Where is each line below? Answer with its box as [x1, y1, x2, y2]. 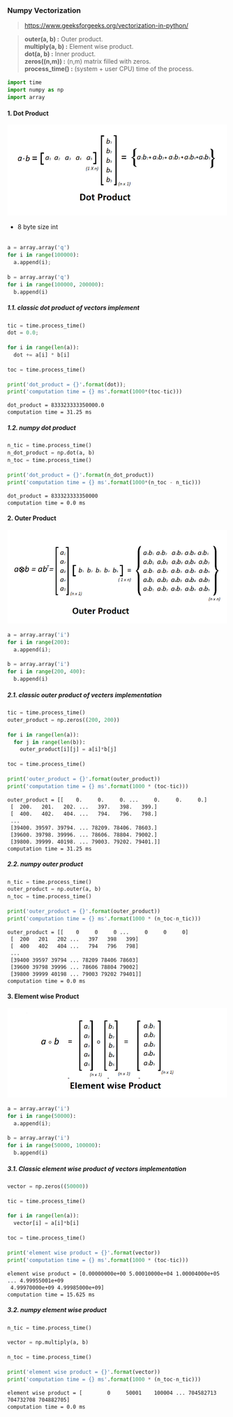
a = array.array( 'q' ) [7, 244, 70, 252]
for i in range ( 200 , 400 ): [7, 668, 86, 676]
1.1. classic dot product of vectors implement [7, 303, 140, 312]
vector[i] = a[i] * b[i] [13, 1220, 80, 1227]
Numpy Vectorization [7, 6, 82, 15]
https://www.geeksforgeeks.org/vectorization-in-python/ [24, 22, 189, 30]
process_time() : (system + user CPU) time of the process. [24, 65, 194, 73]
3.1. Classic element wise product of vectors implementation [7, 1164, 187, 1172]
